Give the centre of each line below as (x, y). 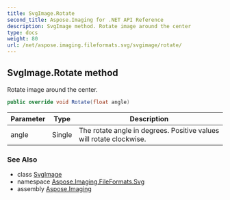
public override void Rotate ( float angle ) (68, 102)
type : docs (23, 33)
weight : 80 (23, 39)
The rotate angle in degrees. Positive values (149, 130)
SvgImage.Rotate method (63, 73)
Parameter (28, 118)
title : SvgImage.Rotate (41, 13)
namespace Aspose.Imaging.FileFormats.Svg (81, 182)
